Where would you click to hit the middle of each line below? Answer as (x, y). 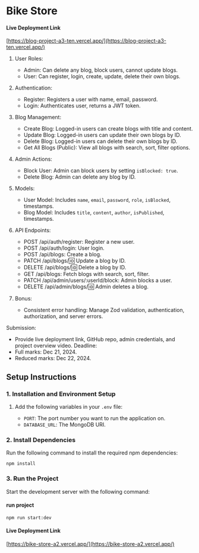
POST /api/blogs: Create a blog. (63, 255)
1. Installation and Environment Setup (61, 394)
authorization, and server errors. (63, 316)
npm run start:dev (29, 517)
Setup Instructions (41, 377)
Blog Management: (38, 117)
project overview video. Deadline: (56, 346)
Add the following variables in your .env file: (69, 407)
